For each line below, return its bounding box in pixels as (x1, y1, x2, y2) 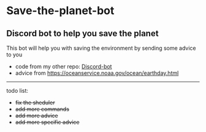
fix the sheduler (15, 99, 55, 106)
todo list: (6, 87, 29, 94)
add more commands (15, 106, 69, 112)
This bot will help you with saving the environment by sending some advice (6, 44, 196, 52)
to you (6, 51, 23, 58)
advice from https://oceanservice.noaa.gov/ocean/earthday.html (15, 69, 179, 77)
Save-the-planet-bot (6, 4, 115, 18)
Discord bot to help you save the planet (6, 28, 159, 39)
